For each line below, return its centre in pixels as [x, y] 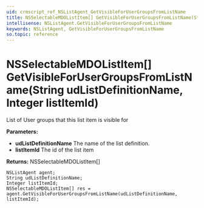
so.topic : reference [32, 35]
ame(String [35, 90]
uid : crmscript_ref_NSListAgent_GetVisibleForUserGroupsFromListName [96, 12]
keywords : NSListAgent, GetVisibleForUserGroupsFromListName [85, 29]
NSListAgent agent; [31, 173]
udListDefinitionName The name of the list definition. [82, 144]
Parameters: [22, 132]
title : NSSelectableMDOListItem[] [50, 18]
